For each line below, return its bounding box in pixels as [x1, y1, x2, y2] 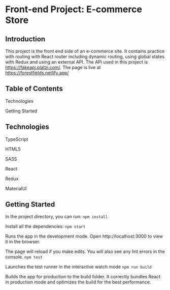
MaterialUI [5, 185, 27, 191]
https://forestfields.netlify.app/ [5, 70, 69, 76]
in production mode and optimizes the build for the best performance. [5, 279, 151, 285]
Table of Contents [5, 84, 63, 93]
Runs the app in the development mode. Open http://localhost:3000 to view [5, 233, 163, 240]
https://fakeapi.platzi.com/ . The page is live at [5, 65, 101, 70]
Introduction [5, 35, 46, 43]
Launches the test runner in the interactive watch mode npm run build [5, 264, 152, 270]
